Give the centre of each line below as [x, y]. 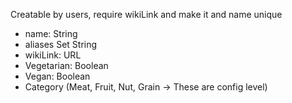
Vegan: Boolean [57, 76]
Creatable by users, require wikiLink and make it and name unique [146, 14]
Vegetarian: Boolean [66, 65]
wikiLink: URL [53, 55]
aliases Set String [61, 44]
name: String [51, 33]
